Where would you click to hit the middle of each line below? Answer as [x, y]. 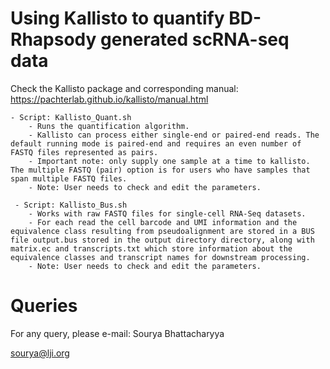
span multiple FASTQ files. [69, 178]
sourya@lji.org [40, 353]
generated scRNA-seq [195, 39]
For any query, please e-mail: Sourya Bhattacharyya [117, 333]
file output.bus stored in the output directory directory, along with [162, 240]
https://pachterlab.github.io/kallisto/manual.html [109, 99]
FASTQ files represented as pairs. [84, 152]
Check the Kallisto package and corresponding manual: [124, 88]
